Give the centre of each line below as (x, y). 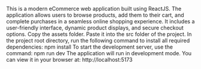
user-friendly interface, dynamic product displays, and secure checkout (95, 28)
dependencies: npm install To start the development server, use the (89, 47)
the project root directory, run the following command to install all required (98, 40)
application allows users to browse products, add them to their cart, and (95, 15)
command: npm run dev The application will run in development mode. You (99, 53)
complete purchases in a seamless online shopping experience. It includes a (100, 21)
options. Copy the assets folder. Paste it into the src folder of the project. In (99, 34)
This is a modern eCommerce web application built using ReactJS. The (94, 9)
